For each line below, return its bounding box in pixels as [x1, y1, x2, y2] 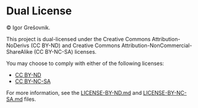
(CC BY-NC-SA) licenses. [34, 48, 97, 55]
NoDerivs [6, 42, 30, 49]
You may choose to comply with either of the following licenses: [6, 60, 164, 67]
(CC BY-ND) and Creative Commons [31, 42, 121, 49]
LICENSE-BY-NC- [143, 89, 187, 96]
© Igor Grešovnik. [6, 24, 51, 31]
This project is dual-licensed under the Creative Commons [6, 35, 151, 42]
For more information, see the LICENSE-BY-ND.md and [6, 89, 142, 96]
